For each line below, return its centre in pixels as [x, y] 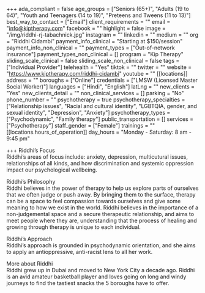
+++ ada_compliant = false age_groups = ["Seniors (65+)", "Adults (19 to [98, 9]
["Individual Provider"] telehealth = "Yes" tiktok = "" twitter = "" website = [99, 67]
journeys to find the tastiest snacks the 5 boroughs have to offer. [88, 283]
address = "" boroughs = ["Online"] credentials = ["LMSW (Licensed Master [102, 80]
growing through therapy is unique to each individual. [73, 227]
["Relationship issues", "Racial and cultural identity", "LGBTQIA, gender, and [102, 106]
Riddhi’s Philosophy [31, 182]
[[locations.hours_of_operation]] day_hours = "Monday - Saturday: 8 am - [99, 132]
